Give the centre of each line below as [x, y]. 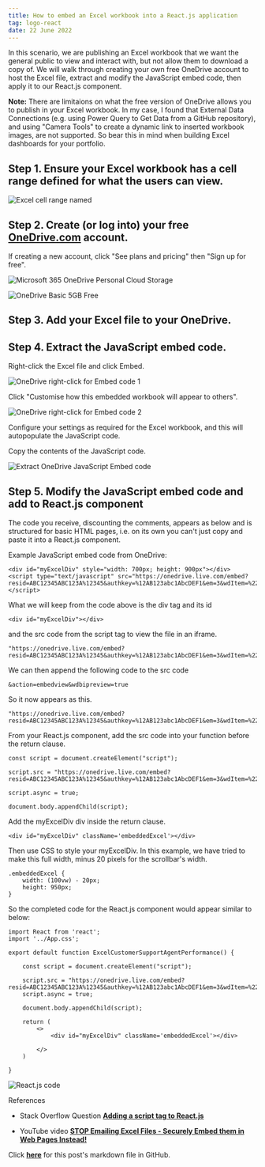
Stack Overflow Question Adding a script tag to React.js [112, 1116]
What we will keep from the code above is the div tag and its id [110, 605]
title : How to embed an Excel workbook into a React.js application [123, 15]
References [27, 1101]
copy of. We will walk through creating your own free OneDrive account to [129, 70]
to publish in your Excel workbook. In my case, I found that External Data [126, 110]
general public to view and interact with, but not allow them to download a [128, 61]
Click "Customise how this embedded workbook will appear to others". [123, 397]
